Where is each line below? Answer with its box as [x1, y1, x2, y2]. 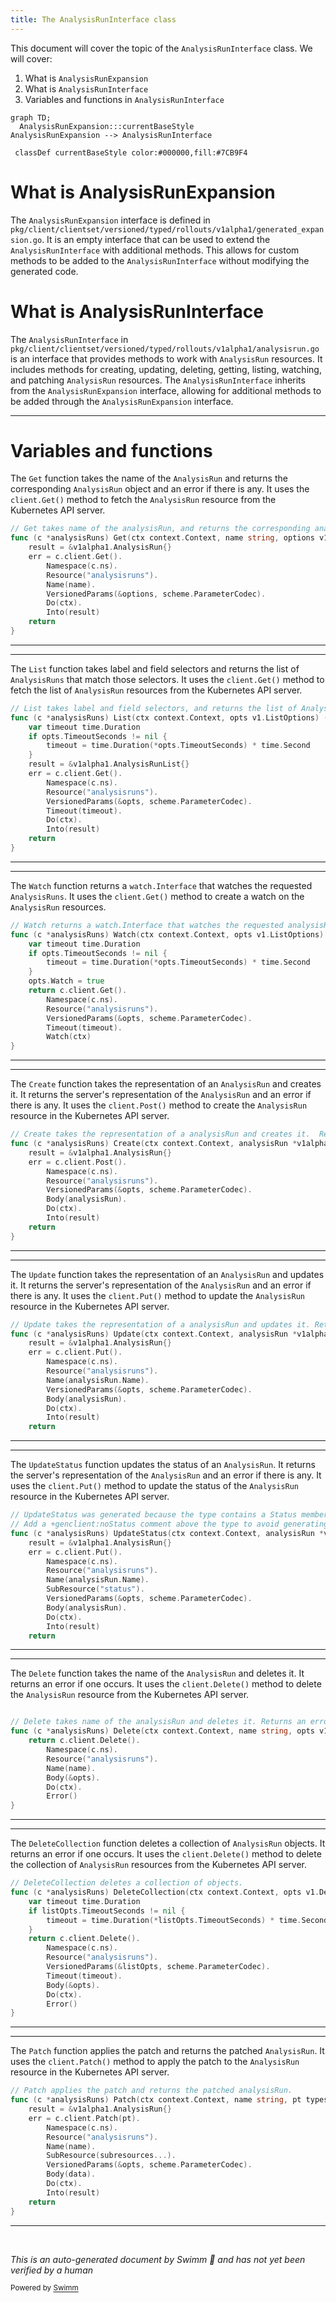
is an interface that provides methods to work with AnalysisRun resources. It [10, 352, 323, 365]
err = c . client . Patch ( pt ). [28, 2113, 141, 2123]
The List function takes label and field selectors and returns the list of [10, 662, 300, 675]
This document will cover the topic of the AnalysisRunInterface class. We [10, 42, 313, 54]
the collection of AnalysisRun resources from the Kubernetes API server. [10, 1859, 307, 1871]
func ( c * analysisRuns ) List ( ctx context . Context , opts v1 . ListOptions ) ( [10, 712, 329, 723]
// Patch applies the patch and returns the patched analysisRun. [10, 2086, 293, 2096]
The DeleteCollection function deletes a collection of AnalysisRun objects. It [10, 1837, 326, 1850]
